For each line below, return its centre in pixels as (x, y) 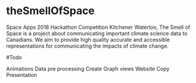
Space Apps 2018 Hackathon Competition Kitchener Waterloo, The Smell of (98, 27)
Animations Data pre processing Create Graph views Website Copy (88, 68)
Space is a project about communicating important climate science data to (97, 33)
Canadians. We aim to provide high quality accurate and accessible (88, 39)
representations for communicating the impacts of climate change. (87, 46)
